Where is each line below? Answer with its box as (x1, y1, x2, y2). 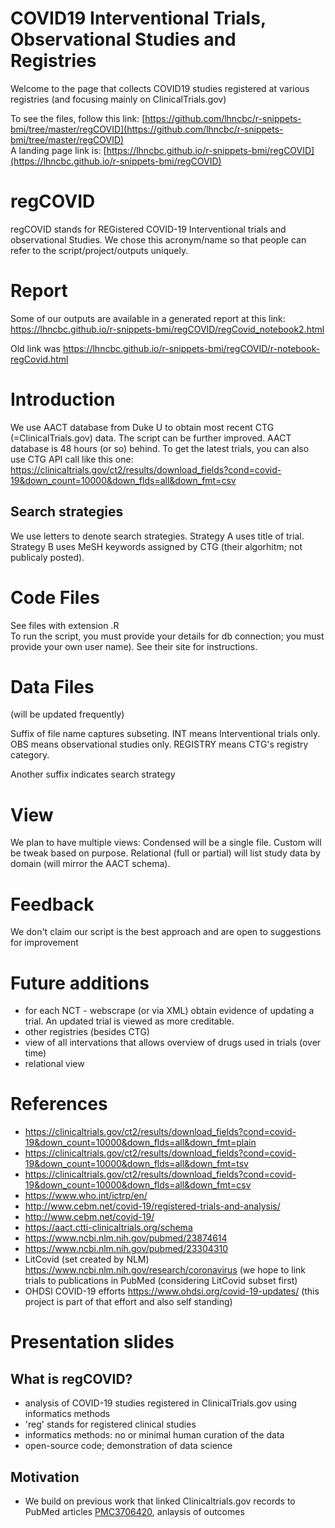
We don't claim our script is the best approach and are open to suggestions (10, 926, 322, 938)
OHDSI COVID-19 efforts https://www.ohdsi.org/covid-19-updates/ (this (24, 1285, 320, 1297)
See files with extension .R (10, 619, 120, 631)
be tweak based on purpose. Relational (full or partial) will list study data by (10, 847, 321, 859)
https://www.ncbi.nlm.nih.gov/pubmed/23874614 (24, 1232, 228, 1244)
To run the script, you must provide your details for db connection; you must (10, 630, 325, 642)
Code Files (10, 586, 100, 609)
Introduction (10, 388, 116, 411)
